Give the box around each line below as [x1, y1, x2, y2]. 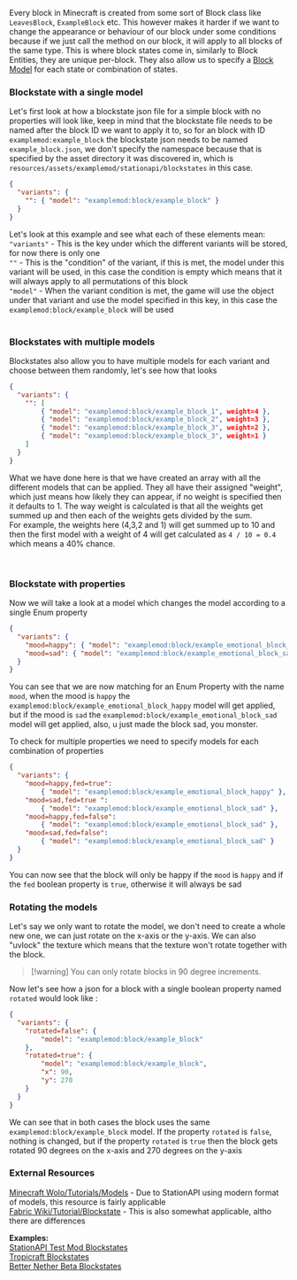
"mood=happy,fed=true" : [25, 780, 113, 788]
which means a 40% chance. [9, 538, 116, 548]
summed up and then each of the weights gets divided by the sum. [9, 509, 253, 521]
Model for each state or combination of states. [9, 64, 179, 74]
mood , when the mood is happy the [9, 691, 131, 702]
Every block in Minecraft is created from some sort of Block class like [9, 8, 263, 18]
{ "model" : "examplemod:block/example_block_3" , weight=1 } [41, 431, 267, 441]
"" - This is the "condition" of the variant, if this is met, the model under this [9, 257, 285, 268]
